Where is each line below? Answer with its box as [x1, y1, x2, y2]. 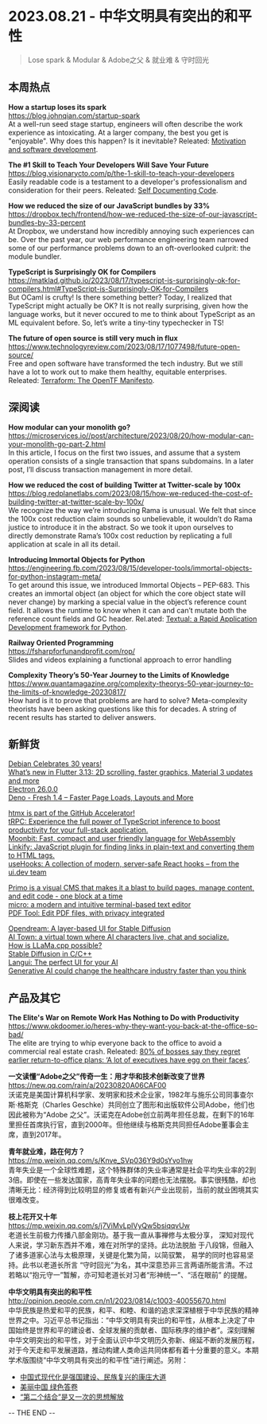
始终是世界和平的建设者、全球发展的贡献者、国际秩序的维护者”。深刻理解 [14, 1325, 256, 1335]
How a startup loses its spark [8, 102, 107, 111]
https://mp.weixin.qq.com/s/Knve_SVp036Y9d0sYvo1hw [8, 1156, 193, 1165]
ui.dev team [8, 867, 47, 877]
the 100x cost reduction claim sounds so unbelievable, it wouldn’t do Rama [8, 514, 253, 523]
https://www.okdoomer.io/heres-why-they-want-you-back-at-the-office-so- [8, 1021, 258, 1031]
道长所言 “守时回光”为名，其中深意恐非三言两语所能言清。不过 [49, 1260, 253, 1270]
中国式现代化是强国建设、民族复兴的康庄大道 [19, 1372, 167, 1382]
